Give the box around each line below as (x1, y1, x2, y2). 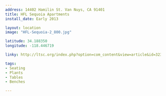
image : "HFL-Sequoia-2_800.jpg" (5, 30, 72, 35)
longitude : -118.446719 (5, 43, 54, 48)
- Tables (5, 75, 23, 80)
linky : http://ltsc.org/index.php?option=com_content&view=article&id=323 (5, 52, 163, 57)
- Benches (5, 79, 26, 84)
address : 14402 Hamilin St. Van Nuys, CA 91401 (5, 7, 105, 12)
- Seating (5, 65, 26, 70)
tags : (5, 61, 16, 66)
